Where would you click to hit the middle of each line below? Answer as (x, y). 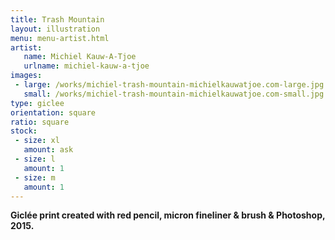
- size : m (35, 177)
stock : (24, 131)
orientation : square (53, 112)
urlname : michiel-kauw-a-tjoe (86, 66)
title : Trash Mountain (57, 19)
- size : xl (37, 141)
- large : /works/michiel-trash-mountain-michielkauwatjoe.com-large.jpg (169, 85)
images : (26, 76)
